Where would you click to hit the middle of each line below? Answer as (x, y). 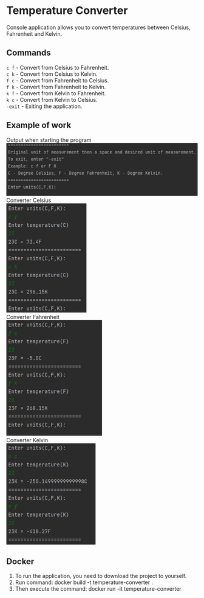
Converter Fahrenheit (33, 317)
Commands (29, 53)
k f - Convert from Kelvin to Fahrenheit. (56, 93)
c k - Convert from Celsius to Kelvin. (52, 74)
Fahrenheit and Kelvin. (34, 33)
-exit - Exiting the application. (44, 106)
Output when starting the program (49, 139)
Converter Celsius (29, 200)
